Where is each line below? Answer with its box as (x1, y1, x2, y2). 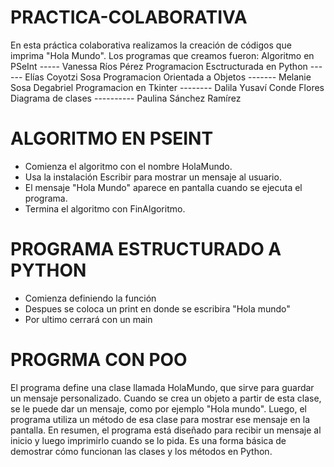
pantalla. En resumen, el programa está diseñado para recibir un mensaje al (10, 424, 322, 436)
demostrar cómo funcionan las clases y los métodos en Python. (10, 445, 273, 457)
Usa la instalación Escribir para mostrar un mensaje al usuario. (24, 171, 282, 183)
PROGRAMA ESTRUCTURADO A (10, 238, 282, 261)
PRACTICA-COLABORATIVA (10, 6, 248, 29)
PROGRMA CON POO (10, 349, 188, 371)
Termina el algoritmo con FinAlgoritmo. (24, 202, 186, 215)
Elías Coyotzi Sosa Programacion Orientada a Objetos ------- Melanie (24, 71, 312, 83)
